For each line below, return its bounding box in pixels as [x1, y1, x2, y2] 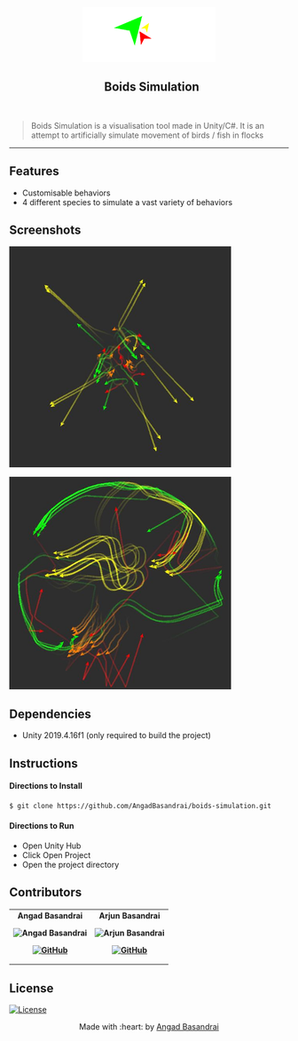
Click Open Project [21, 850, 91, 861]
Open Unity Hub [21, 840, 82, 851]
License [9, 981, 54, 996]
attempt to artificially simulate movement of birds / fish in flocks [30, 130, 264, 140]
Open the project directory [21, 860, 120, 870]
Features [9, 163, 59, 179]
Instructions [9, 756, 78, 771]
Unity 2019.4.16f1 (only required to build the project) [21, 730, 211, 741]
